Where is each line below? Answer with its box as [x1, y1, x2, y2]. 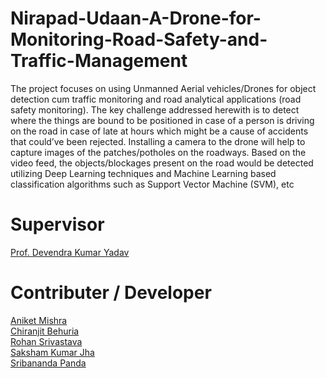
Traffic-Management [10, 50, 188, 72]
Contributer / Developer [10, 282, 212, 304]
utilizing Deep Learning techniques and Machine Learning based [10, 167, 277, 179]
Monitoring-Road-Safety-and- [10, 28, 268, 51]
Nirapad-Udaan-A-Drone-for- [10, 7, 262, 30]
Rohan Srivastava [10, 335, 83, 347]
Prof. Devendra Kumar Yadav [10, 246, 130, 258]
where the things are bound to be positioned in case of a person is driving [10, 114, 315, 126]
